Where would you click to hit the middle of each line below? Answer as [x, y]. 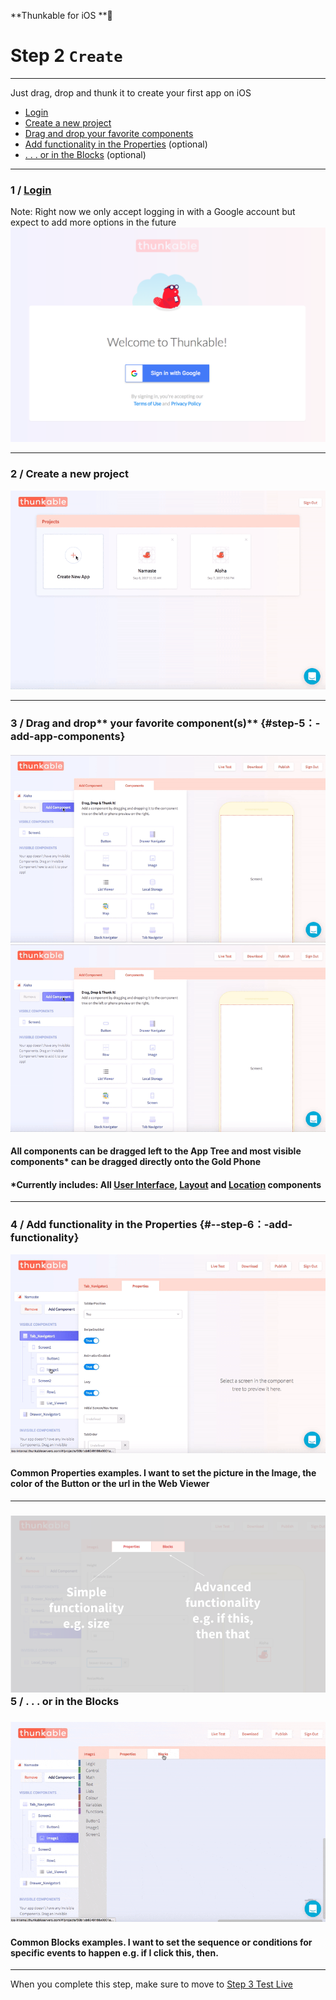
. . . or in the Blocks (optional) [85, 154]
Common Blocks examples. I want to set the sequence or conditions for [161, 1942]
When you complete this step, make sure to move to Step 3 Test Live [151, 1984]
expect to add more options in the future [93, 222]
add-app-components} [68, 737]
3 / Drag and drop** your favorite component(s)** [134, 723]
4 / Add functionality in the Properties [104, 1225]
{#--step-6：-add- [246, 1225]
